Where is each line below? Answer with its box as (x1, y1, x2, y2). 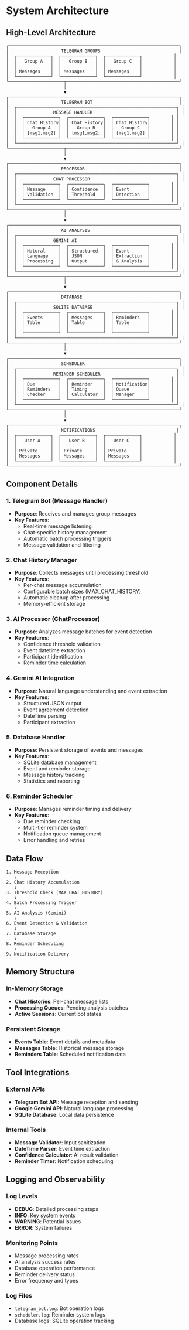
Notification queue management (23, 830, 101, 837)
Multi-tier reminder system (23, 824, 88, 831)
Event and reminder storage (23, 765, 91, 772)
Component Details (6, 479, 78, 489)
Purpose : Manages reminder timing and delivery (14, 806, 132, 813)
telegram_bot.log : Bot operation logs (14, 1305, 104, 1312)
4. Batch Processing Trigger (6, 899, 77, 906)
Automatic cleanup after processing (23, 594, 110, 601)
